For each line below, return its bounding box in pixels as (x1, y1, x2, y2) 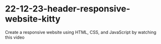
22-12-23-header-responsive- (5, 3, 130, 14)
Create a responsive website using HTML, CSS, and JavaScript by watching (5, 29, 157, 35)
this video (5, 34, 25, 40)
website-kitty (5, 13, 61, 24)
